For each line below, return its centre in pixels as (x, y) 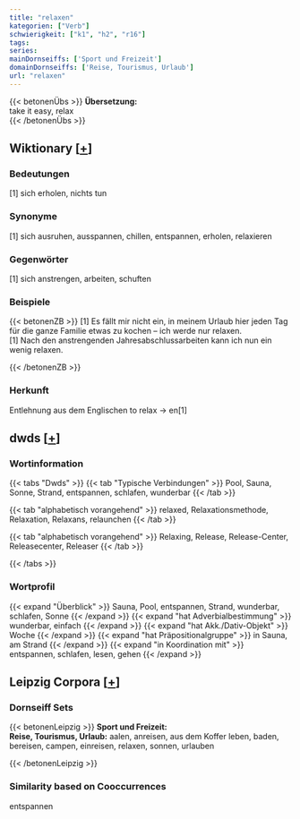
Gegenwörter (39, 259)
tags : (19, 43)
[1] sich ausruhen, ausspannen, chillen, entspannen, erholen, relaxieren (141, 236)
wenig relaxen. (36, 350)
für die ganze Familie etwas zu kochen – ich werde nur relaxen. (125, 331)
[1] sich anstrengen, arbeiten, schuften (81, 279)
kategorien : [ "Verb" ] (50, 26)
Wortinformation (46, 464)
